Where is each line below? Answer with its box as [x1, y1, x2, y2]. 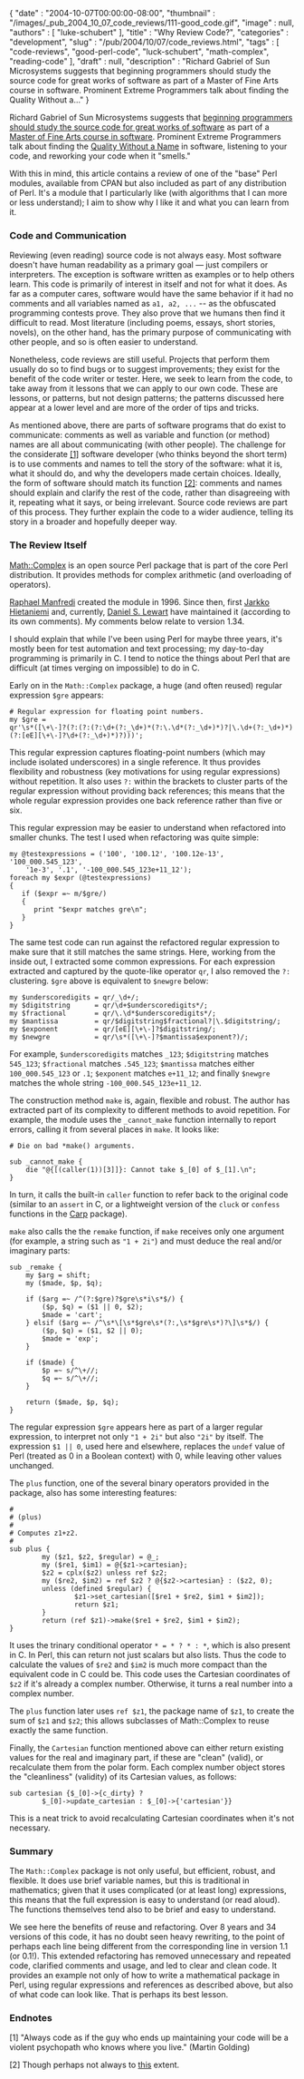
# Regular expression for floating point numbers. [9, 707, 204, 716]
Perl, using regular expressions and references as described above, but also [9, 1979, 294, 1990]
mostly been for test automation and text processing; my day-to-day [9, 643, 264, 654]
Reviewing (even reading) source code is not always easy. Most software [9, 249, 282, 261]
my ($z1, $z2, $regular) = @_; [42, 1552, 160, 1561]
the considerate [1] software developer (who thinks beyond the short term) [9, 449, 288, 460]
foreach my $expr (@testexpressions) [9, 873, 152, 883]
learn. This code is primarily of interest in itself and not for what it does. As [9, 278, 288, 289]
